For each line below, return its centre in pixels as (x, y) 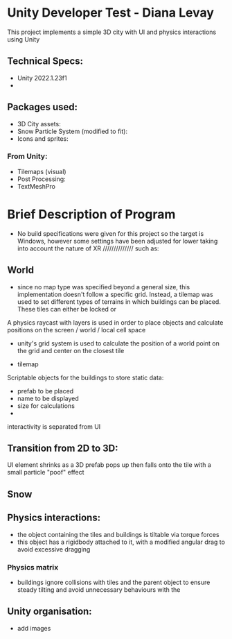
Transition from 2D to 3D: (63, 448)
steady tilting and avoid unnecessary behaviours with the (99, 589)
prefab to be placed (45, 391)
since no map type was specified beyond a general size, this (104, 287)
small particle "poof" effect (46, 472)
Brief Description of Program (91, 215)
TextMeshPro (36, 186)
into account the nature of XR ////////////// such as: (88, 248)
